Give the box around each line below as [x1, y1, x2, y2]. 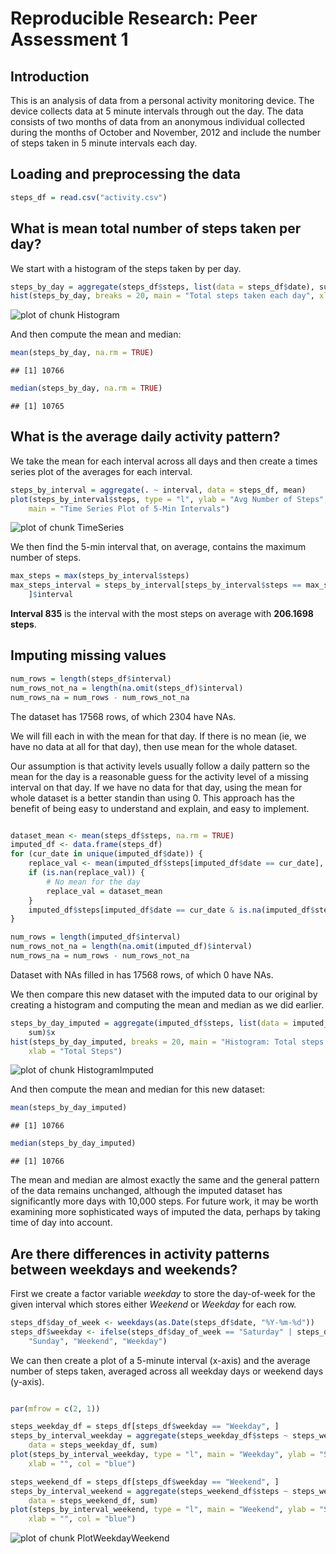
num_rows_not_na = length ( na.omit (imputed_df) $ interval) [10, 942, 253, 952]
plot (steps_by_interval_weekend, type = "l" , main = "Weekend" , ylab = [10, 1505, 315, 1515]
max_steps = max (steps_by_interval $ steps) [10, 571, 190, 581]
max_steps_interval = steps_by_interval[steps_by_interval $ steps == [10, 580, 302, 591]
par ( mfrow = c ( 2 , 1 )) [10, 1403, 101, 1414]
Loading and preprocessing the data [10, 166, 241, 183]
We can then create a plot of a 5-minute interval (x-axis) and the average [10, 1354, 311, 1366]
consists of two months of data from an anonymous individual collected [10, 116, 305, 127]
